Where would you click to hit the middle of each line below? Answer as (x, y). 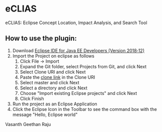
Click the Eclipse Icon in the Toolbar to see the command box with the (85, 109)
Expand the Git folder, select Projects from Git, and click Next (83, 66)
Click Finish (32, 98)
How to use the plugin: (41, 38)
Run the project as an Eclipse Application (55, 104)
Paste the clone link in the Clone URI (57, 77)
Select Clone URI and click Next (53, 72)
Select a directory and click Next (54, 88)
